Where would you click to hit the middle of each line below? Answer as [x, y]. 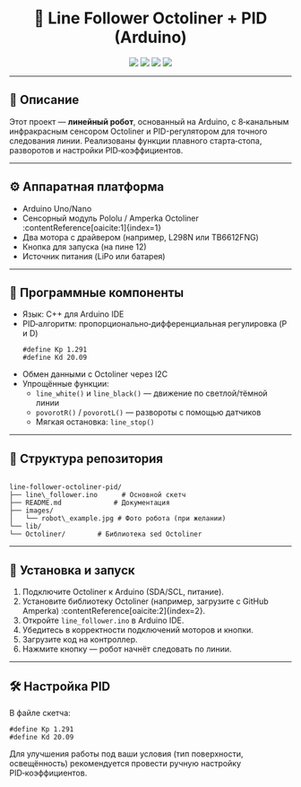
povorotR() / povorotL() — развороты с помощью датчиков [148, 413]
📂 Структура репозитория [86, 458]
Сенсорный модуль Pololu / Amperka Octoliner [110, 218]
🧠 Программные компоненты [97, 292]
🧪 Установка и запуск [72, 570]
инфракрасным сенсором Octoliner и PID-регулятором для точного [138, 131]
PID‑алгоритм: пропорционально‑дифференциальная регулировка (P [155, 324]
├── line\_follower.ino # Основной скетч [98, 495]
